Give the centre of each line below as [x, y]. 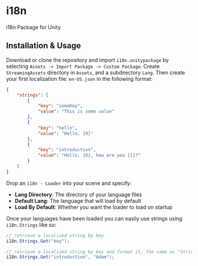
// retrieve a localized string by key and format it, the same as [91, 252]
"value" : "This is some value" [76, 111]
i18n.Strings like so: [31, 225]
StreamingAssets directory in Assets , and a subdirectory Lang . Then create [96, 73]
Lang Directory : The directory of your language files [78, 194]
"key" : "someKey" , [60, 106]
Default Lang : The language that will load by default [78, 201]
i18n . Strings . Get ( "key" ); [38, 241]
